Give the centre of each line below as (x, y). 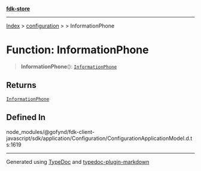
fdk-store (18, 9)
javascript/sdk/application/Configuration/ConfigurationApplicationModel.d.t (99, 138)
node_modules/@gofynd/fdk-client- (50, 132)
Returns (22, 85)
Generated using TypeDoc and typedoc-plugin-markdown (78, 161)
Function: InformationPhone (77, 50)
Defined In (26, 117)
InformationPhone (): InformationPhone (69, 66)
